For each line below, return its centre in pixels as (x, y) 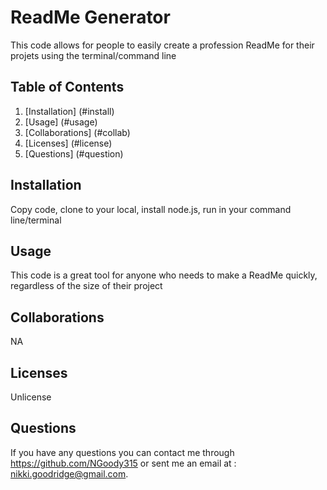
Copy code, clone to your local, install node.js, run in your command (151, 209)
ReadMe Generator (90, 17)
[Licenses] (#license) (68, 143)
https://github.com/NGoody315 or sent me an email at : (123, 463)
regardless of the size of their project (86, 286)
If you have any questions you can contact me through (122, 452)
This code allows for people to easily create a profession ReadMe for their (162, 45)
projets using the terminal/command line (93, 55)
